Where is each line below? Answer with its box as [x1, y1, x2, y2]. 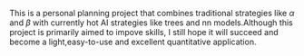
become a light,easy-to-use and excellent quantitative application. [9, 36, 257, 47]
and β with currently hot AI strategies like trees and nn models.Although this [9, 17, 293, 28]
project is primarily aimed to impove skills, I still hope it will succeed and [9, 27, 279, 37]
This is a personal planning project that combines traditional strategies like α [9, 8, 295, 18]
